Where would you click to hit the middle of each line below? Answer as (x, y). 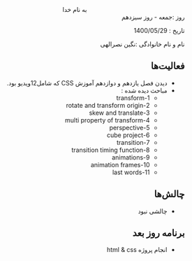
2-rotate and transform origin (108, 105)
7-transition (133, 142)
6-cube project (128, 135)
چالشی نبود (153, 211)
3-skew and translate (119, 113)
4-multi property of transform (107, 120)
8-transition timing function (111, 150)
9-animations (131, 157)
